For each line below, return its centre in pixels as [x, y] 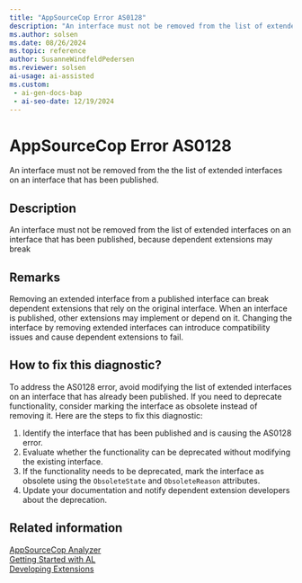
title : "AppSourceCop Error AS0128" [78, 18]
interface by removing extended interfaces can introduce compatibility [140, 327]
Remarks [35, 277]
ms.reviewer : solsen [48, 68]
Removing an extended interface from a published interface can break [139, 298]
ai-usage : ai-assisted [52, 76]
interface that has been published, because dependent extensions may [141, 240]
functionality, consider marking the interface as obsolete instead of [133, 406]
